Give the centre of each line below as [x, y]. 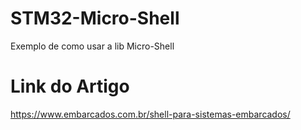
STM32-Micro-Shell [95, 18]
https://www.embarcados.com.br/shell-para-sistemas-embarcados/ [150, 114]
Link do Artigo [70, 86]
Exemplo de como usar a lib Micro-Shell [92, 46]
